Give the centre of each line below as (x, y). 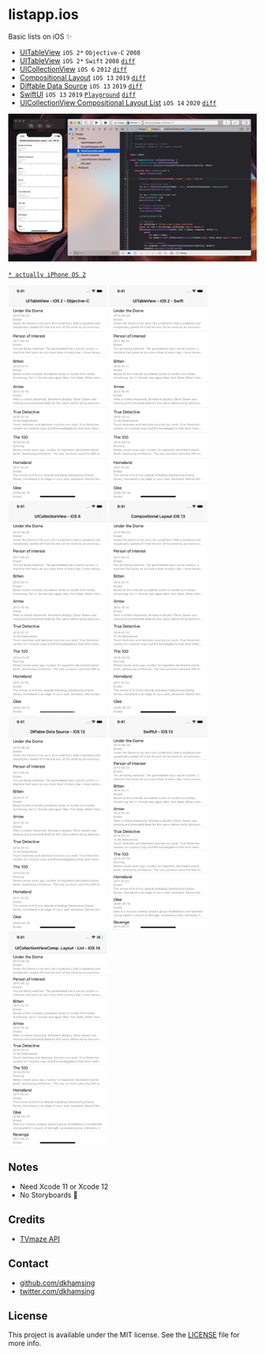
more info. (25, 1343)
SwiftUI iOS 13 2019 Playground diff (78, 94)
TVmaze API (40, 1239)
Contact (28, 1263)
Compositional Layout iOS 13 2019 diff (82, 77)
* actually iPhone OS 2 (47, 275)
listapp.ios (43, 15)
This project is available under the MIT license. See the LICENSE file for (124, 1335)
